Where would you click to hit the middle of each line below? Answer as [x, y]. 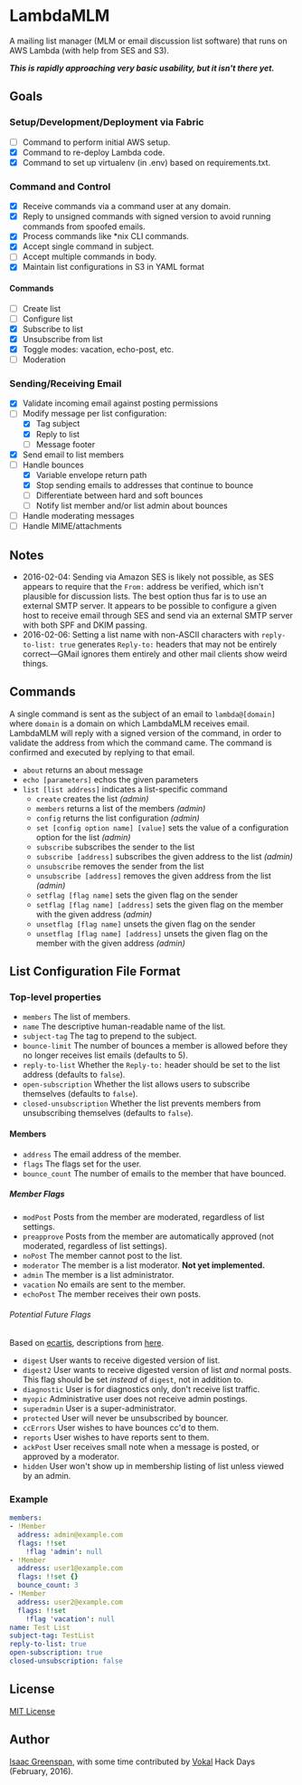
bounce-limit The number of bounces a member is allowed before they [155, 1046]
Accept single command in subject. [88, 246]
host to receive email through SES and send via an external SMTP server [158, 615]
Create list [42, 308]
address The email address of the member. [102, 1154]
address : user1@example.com [71, 1569]
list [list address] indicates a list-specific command [125, 789]
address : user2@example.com [71, 1602]
